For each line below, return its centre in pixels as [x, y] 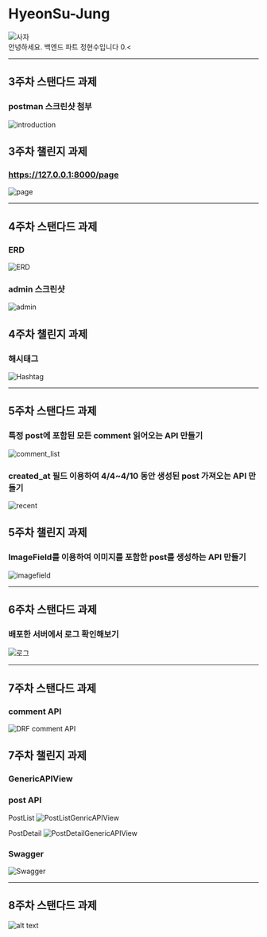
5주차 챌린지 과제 [48, 533]
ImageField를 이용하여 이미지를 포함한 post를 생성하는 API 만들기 [127, 557]
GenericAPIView [41, 779]
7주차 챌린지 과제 [48, 756]
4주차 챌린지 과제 [48, 334]
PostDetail [25, 833]
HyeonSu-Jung [59, 14]
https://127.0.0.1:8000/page [64, 174]
